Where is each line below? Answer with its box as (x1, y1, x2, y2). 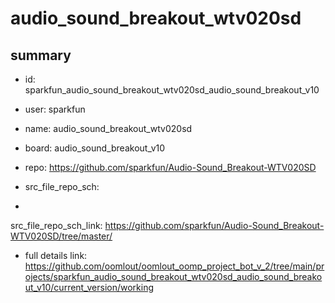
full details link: (24, 250, 88, 261)
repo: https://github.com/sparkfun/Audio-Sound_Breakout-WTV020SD (24, 162, 317, 173)
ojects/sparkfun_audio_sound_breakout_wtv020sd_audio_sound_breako (24, 271, 323, 282)
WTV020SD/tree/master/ (10, 230, 113, 242)
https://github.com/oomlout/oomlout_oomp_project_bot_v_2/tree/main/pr (24, 260, 325, 272)
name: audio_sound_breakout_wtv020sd (24, 123, 193, 134)
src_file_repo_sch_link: (10, 220, 103, 231)
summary (10, 47, 72, 64)
